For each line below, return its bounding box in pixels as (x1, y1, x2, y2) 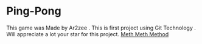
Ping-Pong (6, 4, 62, 18)
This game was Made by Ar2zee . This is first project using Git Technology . (6, 24, 197, 31)
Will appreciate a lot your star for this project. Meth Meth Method (6, 30, 169, 37)
